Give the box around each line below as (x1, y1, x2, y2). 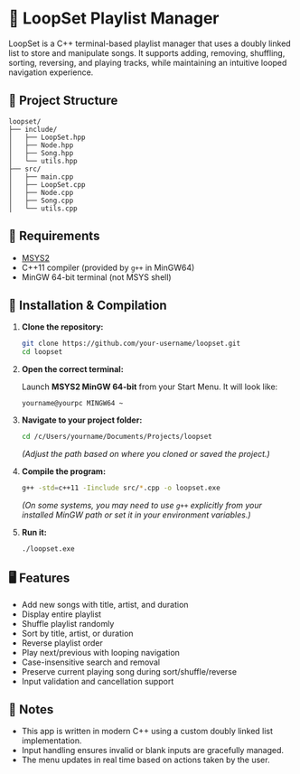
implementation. (21, 735, 82, 746)
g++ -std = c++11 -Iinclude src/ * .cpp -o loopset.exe (21, 483, 220, 492)
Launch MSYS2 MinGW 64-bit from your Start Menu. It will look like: (21, 381, 278, 392)
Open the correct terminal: (21, 364, 124, 375)
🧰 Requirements (8, 228, 100, 244)
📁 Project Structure (8, 93, 118, 108)
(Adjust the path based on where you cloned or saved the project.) (21, 449, 270, 459)
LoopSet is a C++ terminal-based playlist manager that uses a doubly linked (8, 38, 291, 49)
